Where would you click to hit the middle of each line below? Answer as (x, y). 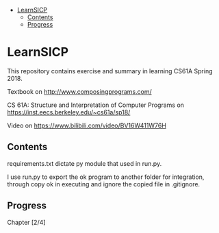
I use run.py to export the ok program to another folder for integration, (106, 177)
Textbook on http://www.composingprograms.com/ (79, 91)
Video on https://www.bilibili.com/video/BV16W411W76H (87, 125)
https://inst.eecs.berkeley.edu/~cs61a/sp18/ (69, 112)
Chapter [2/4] (26, 222)
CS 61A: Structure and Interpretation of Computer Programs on (96, 105)
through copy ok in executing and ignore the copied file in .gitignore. (104, 184)
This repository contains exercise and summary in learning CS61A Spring (110, 71)
